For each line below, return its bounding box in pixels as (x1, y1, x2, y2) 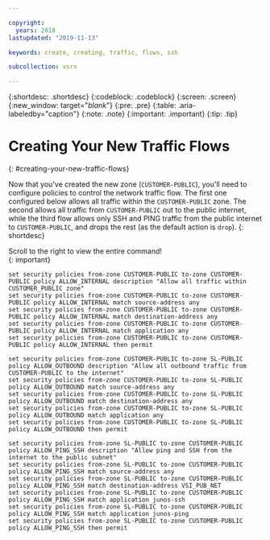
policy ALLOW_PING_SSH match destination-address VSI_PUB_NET (8, 482, 222, 490)
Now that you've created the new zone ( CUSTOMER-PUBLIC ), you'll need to (8, 179, 247, 189)
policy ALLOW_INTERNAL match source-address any (33, 299, 200, 307)
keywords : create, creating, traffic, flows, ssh (8, 48, 179, 56)
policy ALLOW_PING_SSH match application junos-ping (8, 510, 189, 518)
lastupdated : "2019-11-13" (8, 34, 99, 42)
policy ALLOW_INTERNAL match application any (33, 327, 189, 335)
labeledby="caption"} (8, 109, 80, 119)
